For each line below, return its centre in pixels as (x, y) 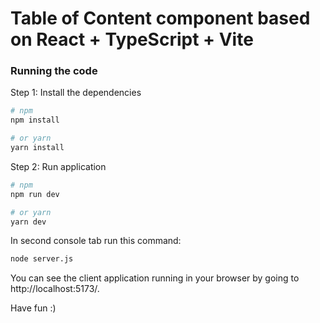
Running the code (54, 71)
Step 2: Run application (58, 166)
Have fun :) (33, 308)
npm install (35, 120)
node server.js (42, 259)
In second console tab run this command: (96, 241)
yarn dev (28, 222)
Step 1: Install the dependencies (76, 93)
